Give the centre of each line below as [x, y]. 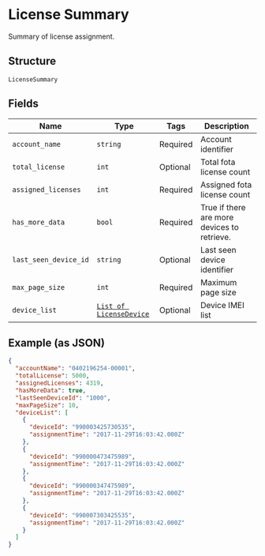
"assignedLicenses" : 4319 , [60, 383]
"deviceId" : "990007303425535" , [82, 515]
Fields [24, 104]
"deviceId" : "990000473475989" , [82, 456]
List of [111, 306]
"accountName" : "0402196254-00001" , [75, 369]
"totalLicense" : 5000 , [52, 376]
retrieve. [215, 237]
